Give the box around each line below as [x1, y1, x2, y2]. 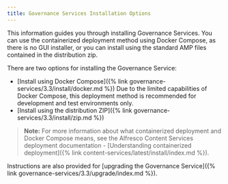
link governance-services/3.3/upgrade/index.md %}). [7, 169, 158, 177]
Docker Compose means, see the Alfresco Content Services [23, 134, 193, 142]
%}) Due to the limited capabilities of [104, 84, 208, 92]
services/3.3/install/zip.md [16, 114, 92, 122]
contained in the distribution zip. [7, 51, 98, 59]
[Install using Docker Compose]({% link [16, 77, 128, 86]
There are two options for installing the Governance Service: [7, 64, 177, 72]
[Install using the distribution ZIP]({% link [16, 106, 132, 114]
